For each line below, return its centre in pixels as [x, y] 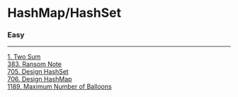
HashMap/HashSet [64, 13]
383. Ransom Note [35, 64]
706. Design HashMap [40, 79]
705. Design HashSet [38, 72]
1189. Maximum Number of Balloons [59, 86]
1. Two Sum [24, 57]
